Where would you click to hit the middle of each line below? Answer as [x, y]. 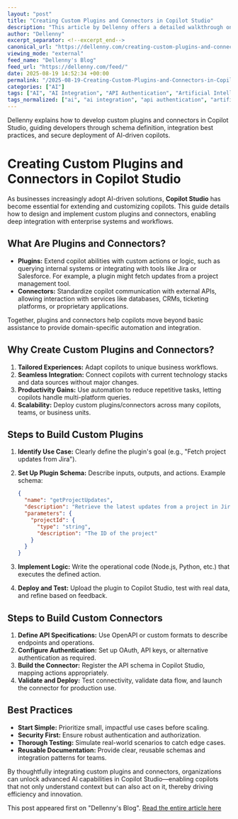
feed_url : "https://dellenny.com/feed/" [68, 67]
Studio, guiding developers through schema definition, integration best [110, 128]
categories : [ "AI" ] [36, 87]
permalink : [23, 80]
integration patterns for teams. [62, 757]
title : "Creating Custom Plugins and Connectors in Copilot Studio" [110, 21]
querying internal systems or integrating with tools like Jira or [107, 268]
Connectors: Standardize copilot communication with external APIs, [117, 291]
